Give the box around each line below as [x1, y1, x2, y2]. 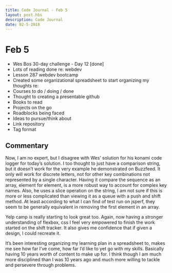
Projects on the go [12, 105, 52, 111]
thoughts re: [12, 83, 39, 89]
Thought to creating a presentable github [12, 93, 100, 100]
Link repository [12, 121, 45, 127]
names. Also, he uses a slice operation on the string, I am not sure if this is [5, 188, 163, 193]
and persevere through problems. [5, 262, 77, 268]
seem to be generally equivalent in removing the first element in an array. [5, 204, 160, 210]
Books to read [12, 99, 43, 105]
